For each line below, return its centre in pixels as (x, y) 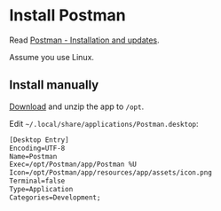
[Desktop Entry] (39, 140)
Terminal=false (37, 181)
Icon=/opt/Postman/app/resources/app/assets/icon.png (111, 173)
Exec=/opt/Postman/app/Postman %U (73, 165)
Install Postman (67, 16)
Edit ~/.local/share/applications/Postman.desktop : (104, 123)
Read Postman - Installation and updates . (84, 40)
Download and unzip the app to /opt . (77, 106)
